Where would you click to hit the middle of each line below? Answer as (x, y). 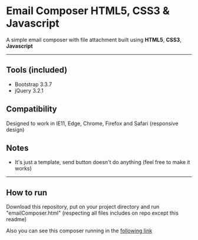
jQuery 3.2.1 (29, 90)
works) (23, 169)
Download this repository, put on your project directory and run (83, 207)
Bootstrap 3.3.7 (33, 84)
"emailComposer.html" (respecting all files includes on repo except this (92, 213)
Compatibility (32, 109)
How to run (27, 193)
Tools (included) (37, 70)
